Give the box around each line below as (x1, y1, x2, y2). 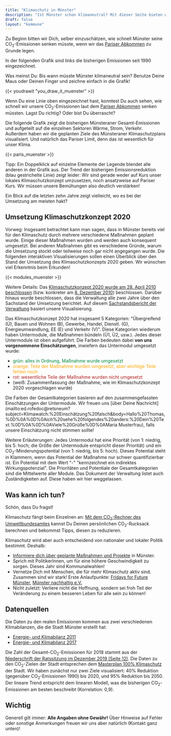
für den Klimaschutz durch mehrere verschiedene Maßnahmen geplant (5, 232, 154, 238)
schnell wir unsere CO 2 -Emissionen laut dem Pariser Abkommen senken (5, 103, 157, 110)
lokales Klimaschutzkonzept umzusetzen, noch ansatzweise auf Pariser (5, 177, 155, 183)
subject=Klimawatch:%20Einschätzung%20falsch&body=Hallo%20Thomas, (5, 411, 165, 417)
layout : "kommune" (5, 21, 44, 27)
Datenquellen (5, 605, 49, 614)
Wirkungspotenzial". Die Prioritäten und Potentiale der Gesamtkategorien (5, 465, 158, 471)
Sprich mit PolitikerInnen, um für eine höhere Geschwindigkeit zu (12, 558, 149, 564)
